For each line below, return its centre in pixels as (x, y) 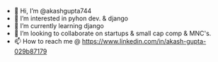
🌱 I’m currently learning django (59, 26)
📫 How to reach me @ (47, 41)
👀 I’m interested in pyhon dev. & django (71, 18)
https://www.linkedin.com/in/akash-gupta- (144, 41)
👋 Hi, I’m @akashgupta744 (53, 11)
